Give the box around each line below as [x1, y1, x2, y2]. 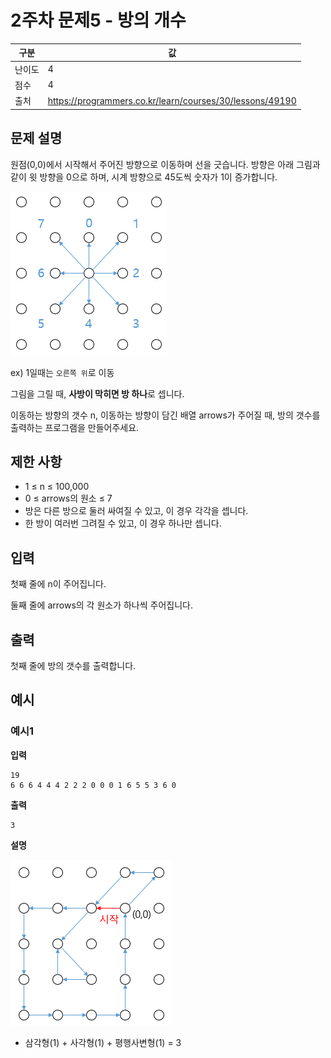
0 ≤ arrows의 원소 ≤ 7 [24, 492, 113, 505]
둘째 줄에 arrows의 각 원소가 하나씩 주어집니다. [10, 599, 193, 611]
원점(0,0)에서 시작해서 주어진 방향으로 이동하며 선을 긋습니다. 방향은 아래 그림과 [10, 158, 321, 170]
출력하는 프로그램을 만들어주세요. [10, 421, 140, 433]
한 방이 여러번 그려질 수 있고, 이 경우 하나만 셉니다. [24, 517, 222, 530]
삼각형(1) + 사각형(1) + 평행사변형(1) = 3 [24, 1036, 182, 1048]
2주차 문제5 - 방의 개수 [10, 9, 187, 32]
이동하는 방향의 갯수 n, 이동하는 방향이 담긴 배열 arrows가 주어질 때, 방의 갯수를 [10, 409, 321, 421]
